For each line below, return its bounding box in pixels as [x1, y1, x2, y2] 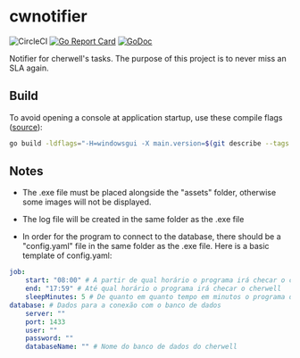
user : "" [25, 326, 58, 335]
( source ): [9, 121, 43, 132]
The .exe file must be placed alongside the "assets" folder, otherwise [21, 187, 277, 198]
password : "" [25, 334, 74, 343]
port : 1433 [25, 317, 66, 327]
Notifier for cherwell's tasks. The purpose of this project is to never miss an [9, 53, 287, 63]
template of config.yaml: [21, 250, 112, 261]
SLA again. [9, 62, 49, 73]
